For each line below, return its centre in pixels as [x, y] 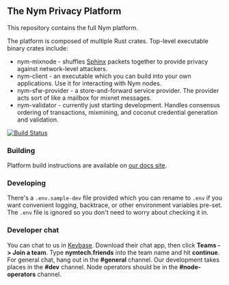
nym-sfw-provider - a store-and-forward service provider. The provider [118, 90]
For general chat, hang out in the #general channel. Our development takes [113, 260]
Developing [27, 183]
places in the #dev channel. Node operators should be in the [93, 267]
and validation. [38, 120]
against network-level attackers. [62, 68]
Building [21, 150]
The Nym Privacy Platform [64, 11]
